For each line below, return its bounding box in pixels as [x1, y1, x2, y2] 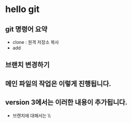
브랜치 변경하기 [5, 60, 50, 69]
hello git [5, 4, 40, 15]
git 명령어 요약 [5, 25, 48, 33]
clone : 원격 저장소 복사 [12, 39, 59, 45]
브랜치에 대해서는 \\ [12, 112, 51, 118]
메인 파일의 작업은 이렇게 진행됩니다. [5, 79, 112, 88]
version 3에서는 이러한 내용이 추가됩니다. [5, 98, 127, 107]
